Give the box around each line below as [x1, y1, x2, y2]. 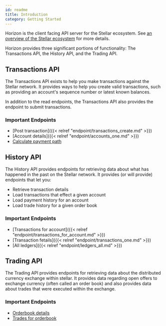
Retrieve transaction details [12, 186, 69, 192]
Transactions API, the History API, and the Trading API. [5, 50, 118, 56]
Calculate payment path [12, 138, 62, 144]
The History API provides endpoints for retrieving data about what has [5, 166, 149, 172]
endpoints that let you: [5, 177, 51, 183]
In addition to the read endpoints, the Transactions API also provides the [5, 98, 154, 105]
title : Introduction [5, 12, 48, 17]
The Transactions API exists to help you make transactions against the [5, 78, 150, 84]
